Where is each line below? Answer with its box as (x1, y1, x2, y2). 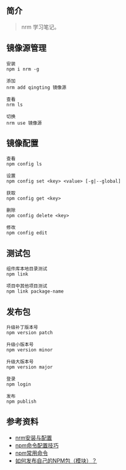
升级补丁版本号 (6, 324, 38, 330)
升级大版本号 (6, 359, 34, 365)
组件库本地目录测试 (6, 266, 47, 272)
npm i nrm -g (6, 66, 40, 72)
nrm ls (6, 102, 23, 108)
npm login (6, 381, 32, 387)
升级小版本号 (6, 341, 34, 348)
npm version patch (6, 330, 53, 336)
